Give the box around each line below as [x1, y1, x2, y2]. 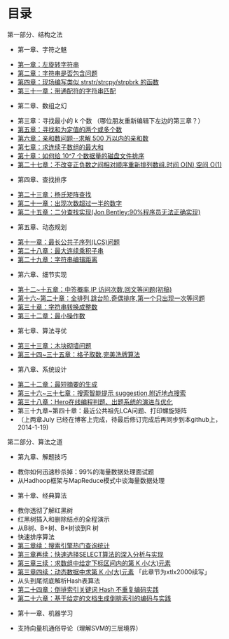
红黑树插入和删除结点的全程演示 [17, 515, 110, 523]
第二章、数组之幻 [17, 101, 67, 110]
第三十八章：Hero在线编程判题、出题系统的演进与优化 [17, 397, 173, 406]
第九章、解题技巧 [17, 452, 67, 460]
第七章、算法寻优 [17, 326, 67, 335]
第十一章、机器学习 [17, 609, 74, 617]
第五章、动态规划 [17, 222, 67, 231]
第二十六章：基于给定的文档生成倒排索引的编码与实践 [17, 594, 172, 602]
